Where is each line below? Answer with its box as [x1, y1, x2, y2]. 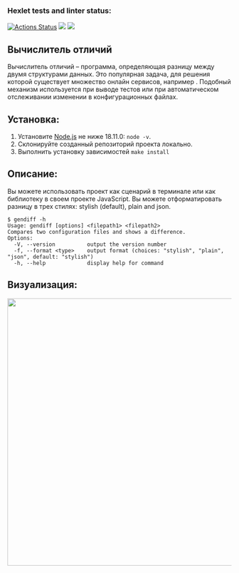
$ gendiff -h [7, 216, 46, 223]
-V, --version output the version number [14, 241, 167, 248]
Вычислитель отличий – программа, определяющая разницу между [7, 63, 215, 71]
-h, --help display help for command [14, 259, 164, 267]
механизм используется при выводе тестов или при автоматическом [7, 85, 219, 94]
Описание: [7, 168, 58, 180]
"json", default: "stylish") [7, 253, 94, 260]
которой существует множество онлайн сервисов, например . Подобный [7, 78, 231, 86]
